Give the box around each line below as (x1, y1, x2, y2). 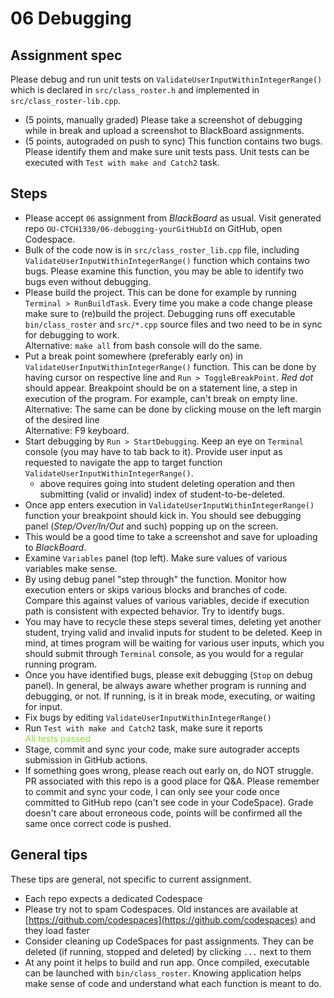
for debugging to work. (24, 328, 120, 341)
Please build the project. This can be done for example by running (24, 286, 297, 298)
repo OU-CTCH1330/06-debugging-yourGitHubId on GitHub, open (24, 222, 283, 234)
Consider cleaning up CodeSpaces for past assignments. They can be (24, 935, 314, 947)
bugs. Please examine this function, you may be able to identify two (24, 265, 304, 277)
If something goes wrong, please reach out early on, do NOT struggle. (24, 764, 314, 776)
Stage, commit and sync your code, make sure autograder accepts (24, 743, 300, 755)
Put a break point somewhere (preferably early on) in (24, 350, 243, 362)
